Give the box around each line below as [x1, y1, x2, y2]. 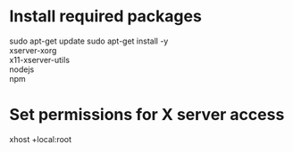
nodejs [9, 64, 35, 75]
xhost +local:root [9, 133, 72, 144]
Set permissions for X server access [9, 105, 285, 125]
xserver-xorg [9, 44, 57, 55]
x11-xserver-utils [9, 54, 70, 65]
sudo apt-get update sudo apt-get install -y [9, 36, 169, 46]
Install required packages [9, 6, 203, 27]
